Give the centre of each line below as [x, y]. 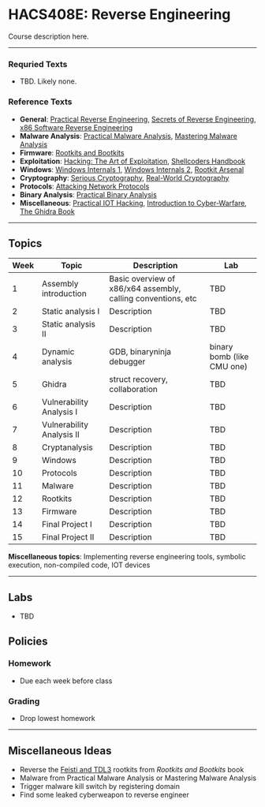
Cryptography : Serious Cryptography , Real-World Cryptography [124, 177]
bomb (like [229, 357]
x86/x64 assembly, [145, 289]
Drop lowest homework [58, 719]
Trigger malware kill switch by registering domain [99, 786]
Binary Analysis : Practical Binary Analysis [88, 194]
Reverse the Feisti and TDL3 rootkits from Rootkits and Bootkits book [132, 769]
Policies [28, 641]
